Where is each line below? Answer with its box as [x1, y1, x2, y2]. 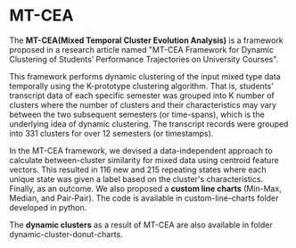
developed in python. [9, 202, 87, 212]
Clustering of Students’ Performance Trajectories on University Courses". [9, 54, 279, 64]
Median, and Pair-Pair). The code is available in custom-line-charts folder [9, 193, 279, 203]
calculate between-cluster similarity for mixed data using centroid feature [9, 154, 279, 165]
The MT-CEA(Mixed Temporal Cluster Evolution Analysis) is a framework [9, 35, 284, 45]
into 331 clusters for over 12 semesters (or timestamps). [9, 128, 214, 138]
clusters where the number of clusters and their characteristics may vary [9, 99, 277, 110]
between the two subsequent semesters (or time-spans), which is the [9, 109, 265, 120]
